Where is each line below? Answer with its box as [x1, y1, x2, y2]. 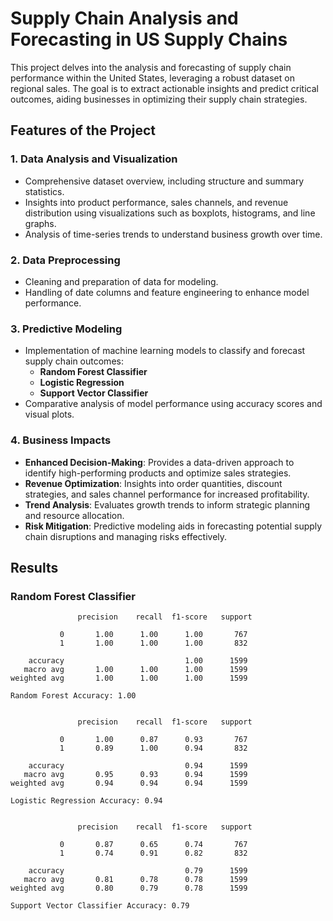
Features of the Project [10, 122, 156, 139]
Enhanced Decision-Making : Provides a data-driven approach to [24, 456, 295, 468]
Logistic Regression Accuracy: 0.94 [10, 796, 163, 806]
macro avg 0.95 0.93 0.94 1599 [23, 770, 248, 780]
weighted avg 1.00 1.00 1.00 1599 [10, 673, 248, 684]
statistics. [24, 185, 65, 197]
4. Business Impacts [10, 433, 112, 447]
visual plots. [24, 408, 75, 421]
